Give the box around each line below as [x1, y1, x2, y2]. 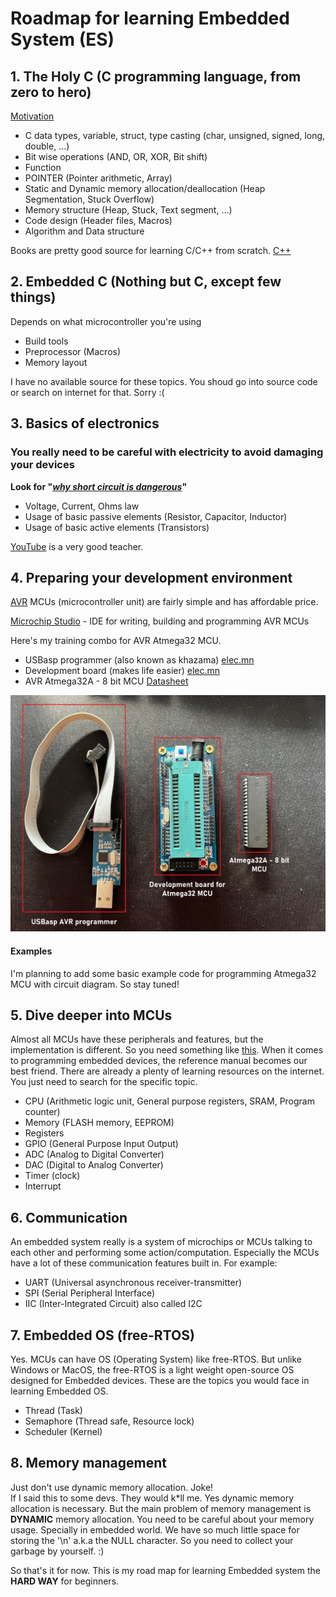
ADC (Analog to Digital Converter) [24, 1148, 165, 1161]
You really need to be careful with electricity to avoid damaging [10, 445, 324, 459]
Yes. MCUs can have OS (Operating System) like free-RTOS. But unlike [10, 1353, 302, 1365]
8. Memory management [10, 1455, 168, 1472]
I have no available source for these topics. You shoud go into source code [10, 375, 318, 387]
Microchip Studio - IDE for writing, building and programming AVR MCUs [10, 615, 310, 627]
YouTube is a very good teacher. [10, 540, 144, 552]
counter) [24, 1106, 61, 1118]
